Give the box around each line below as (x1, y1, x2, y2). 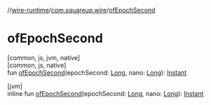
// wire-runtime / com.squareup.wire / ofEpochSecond (7, 6, 156, 14)
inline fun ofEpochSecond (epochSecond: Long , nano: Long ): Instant (7, 89, 204, 97)
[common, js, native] (7, 61, 67, 69)
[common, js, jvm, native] (7, 53, 81, 62)
